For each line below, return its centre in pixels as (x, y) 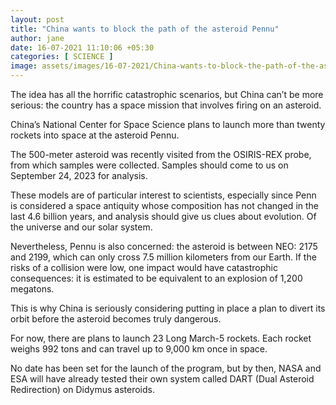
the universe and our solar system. (81, 227)
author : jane (37, 38)
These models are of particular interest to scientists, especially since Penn (163, 195)
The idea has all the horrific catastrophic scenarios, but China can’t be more (167, 94)
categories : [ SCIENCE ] (62, 57)
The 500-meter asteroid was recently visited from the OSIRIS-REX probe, (161, 154)
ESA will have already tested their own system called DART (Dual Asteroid (162, 379)
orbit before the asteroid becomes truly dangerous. (116, 319)
